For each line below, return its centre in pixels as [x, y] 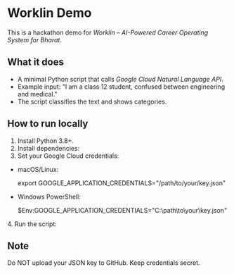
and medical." [37, 94]
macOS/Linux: [38, 169]
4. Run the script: [32, 224]
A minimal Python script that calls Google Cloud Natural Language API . [120, 79]
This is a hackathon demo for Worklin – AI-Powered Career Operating [108, 32]
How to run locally [48, 124]
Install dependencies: [48, 148]
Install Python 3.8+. [45, 141]
